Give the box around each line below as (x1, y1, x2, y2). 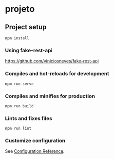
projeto (5, 3, 35, 15)
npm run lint (5, 126, 32, 131)
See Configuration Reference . (5, 148, 65, 154)
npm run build (5, 103, 34, 108)
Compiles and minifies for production (5, 93, 95, 99)
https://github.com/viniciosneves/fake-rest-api (5, 58, 99, 64)
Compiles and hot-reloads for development (5, 70, 110, 77)
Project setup (5, 23, 47, 31)
